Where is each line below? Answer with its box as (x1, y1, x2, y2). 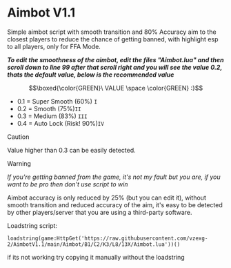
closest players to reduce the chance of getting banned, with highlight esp (7, 35, 219, 43)
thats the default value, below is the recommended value (7, 70, 174, 79)
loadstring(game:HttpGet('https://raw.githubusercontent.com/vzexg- (7, 235, 208, 242)
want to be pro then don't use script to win (7, 180, 128, 188)
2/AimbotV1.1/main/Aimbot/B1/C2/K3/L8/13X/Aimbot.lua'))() (7, 240, 181, 248)
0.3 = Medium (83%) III (17, 112, 88, 120)
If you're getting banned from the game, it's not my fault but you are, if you (7, 173, 221, 181)
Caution (7, 133, 30, 141)
